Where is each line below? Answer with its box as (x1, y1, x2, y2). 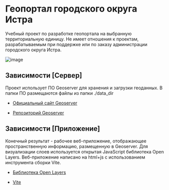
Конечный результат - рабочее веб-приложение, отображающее (5, 138, 147, 144)
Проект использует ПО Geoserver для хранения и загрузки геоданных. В (5, 85, 163, 91)
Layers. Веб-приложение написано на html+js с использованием (5, 154, 146, 160)
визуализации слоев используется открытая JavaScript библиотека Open (5, 148, 164, 155)
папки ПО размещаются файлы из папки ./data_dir (5, 90, 114, 96)
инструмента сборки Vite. (5, 159, 61, 165)
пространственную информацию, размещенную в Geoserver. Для (5, 143, 148, 149)
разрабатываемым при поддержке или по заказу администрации (5, 41, 148, 47)
